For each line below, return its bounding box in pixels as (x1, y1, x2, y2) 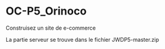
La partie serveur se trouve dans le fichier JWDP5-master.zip (5, 36, 160, 43)
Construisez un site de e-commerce (5, 24, 96, 31)
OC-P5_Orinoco (5, 4, 87, 18)
